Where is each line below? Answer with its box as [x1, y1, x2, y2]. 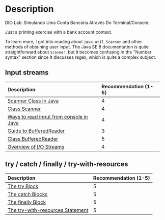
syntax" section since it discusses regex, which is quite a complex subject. [5, 54, 156, 60]
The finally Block [7, 198, 46, 205]
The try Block [7, 183, 39, 190]
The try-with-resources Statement [7, 207, 88, 214]
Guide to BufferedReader [7, 127, 65, 134]
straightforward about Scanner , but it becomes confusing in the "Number [5, 49, 152, 55]
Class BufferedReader [7, 135, 58, 142]
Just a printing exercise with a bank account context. [5, 29, 112, 35]
